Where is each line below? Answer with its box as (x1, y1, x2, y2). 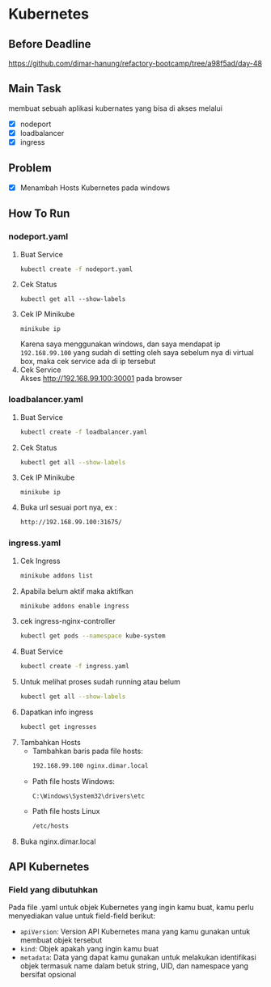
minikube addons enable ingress (19, 602, 129, 610)
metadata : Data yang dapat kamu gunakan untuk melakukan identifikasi (19, 952, 256, 963)
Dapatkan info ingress (19, 707, 94, 717)
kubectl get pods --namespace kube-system (19, 632, 166, 640)
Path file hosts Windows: (32, 776, 116, 786)
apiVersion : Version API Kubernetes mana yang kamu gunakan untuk (19, 927, 251, 937)
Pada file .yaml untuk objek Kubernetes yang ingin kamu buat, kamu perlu (8, 903, 255, 913)
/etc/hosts (32, 822, 70, 830)
